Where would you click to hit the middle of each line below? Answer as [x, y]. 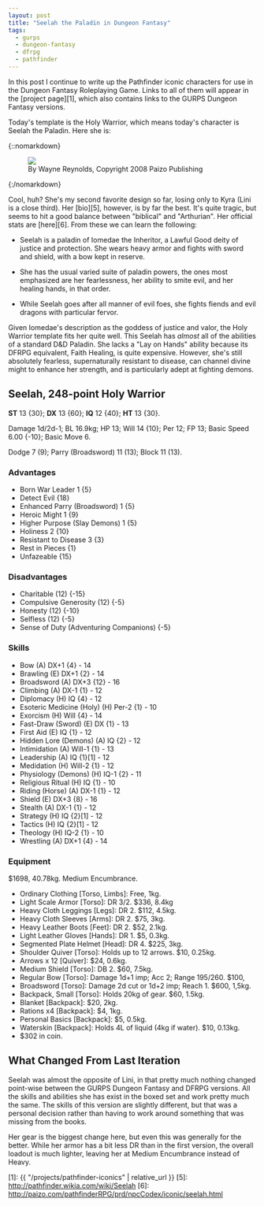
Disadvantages [38, 577]
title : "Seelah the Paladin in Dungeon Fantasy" [89, 23]
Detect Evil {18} [45, 498]
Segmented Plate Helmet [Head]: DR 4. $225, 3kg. [101, 944]
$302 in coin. [41, 1036]
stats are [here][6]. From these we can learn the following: [102, 225]
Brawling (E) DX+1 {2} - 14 [62, 674]
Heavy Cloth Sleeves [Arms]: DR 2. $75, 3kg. [92, 918]
